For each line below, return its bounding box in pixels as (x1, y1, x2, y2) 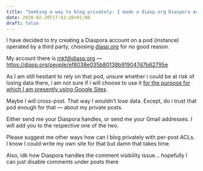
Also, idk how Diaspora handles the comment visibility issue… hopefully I (6, 152, 188, 159)
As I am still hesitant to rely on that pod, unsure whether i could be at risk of (6, 73, 195, 80)
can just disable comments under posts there (6, 158, 119, 166)
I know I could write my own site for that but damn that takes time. (6, 140, 171, 147)
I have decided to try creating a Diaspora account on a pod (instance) (6, 37, 179, 44)
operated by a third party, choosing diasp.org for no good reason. (6, 43, 170, 50)
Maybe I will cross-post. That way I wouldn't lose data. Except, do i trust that (6, 97, 197, 105)
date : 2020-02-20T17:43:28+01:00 (6, 15, 91, 21)
